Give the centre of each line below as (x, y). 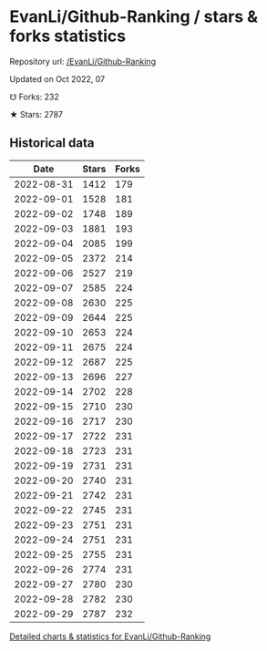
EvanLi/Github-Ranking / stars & (133, 17)
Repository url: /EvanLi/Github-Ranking (83, 61)
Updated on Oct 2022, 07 (57, 78)
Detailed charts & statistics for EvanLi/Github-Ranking (110, 636)
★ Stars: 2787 (36, 114)
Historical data (52, 143)
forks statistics (67, 36)
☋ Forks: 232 (34, 97)
